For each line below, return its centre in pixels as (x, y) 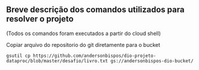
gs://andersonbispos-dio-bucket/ (152, 61)
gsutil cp (19, 56)
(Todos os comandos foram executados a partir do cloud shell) (84, 33)
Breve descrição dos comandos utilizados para (95, 10)
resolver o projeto (40, 19)
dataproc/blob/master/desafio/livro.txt (57, 61)
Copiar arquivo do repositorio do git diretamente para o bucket (83, 44)
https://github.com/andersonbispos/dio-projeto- (94, 56)
